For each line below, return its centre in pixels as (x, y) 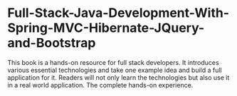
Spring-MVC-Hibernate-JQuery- (106, 28)
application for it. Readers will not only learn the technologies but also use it (118, 77)
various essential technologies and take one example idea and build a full (115, 70)
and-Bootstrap (52, 43)
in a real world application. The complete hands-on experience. (100, 85)
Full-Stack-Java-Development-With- (118, 13)
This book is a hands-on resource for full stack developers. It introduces (113, 62)
